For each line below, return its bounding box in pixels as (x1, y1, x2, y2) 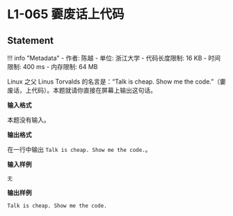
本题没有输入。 (7, 116, 50, 124)
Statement (7, 34, 54, 46)
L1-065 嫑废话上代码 (7, 6, 124, 22)
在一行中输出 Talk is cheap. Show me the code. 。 (7, 146, 152, 153)
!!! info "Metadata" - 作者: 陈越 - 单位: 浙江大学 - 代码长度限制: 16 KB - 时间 (7, 54, 221, 62)
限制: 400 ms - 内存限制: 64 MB (7, 63, 99, 70)
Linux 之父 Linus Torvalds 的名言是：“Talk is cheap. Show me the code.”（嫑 (7, 77, 226, 86)
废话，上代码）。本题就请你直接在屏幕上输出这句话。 (7, 86, 156, 94)
